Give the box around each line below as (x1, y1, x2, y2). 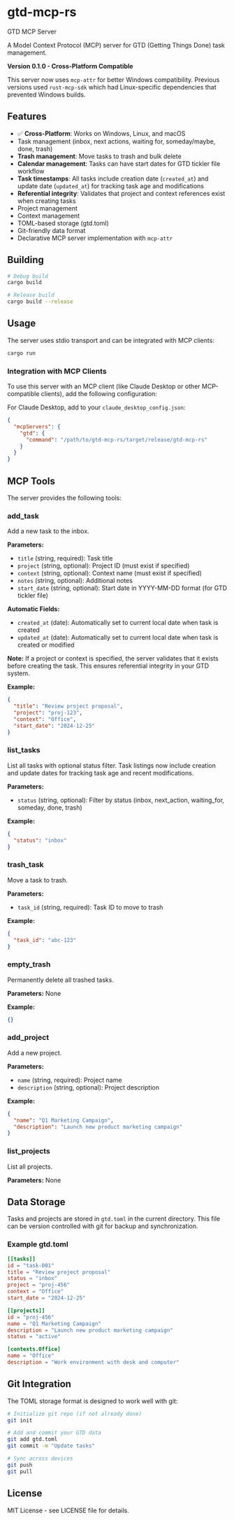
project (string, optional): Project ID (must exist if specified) (17, 561, 190, 570)
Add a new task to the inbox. (7, 527, 89, 535)
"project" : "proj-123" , (13, 710, 82, 717)
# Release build (7, 292, 54, 299)
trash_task (7, 860, 44, 870)
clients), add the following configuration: (41, 390, 157, 398)
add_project (7, 1033, 50, 1043)
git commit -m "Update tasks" (7, 1442, 96, 1449)
